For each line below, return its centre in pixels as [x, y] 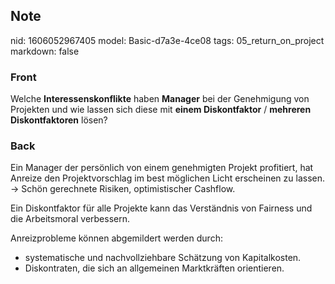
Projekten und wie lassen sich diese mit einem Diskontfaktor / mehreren [161, 110]
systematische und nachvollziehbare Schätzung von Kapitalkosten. [163, 258]
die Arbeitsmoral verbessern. [70, 219]
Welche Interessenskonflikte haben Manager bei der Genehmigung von [160, 99]
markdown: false [45, 51]
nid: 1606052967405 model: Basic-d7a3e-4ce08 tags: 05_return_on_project [167, 40]
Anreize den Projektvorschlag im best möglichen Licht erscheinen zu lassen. [168, 178]
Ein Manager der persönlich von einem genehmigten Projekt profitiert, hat [162, 168]
